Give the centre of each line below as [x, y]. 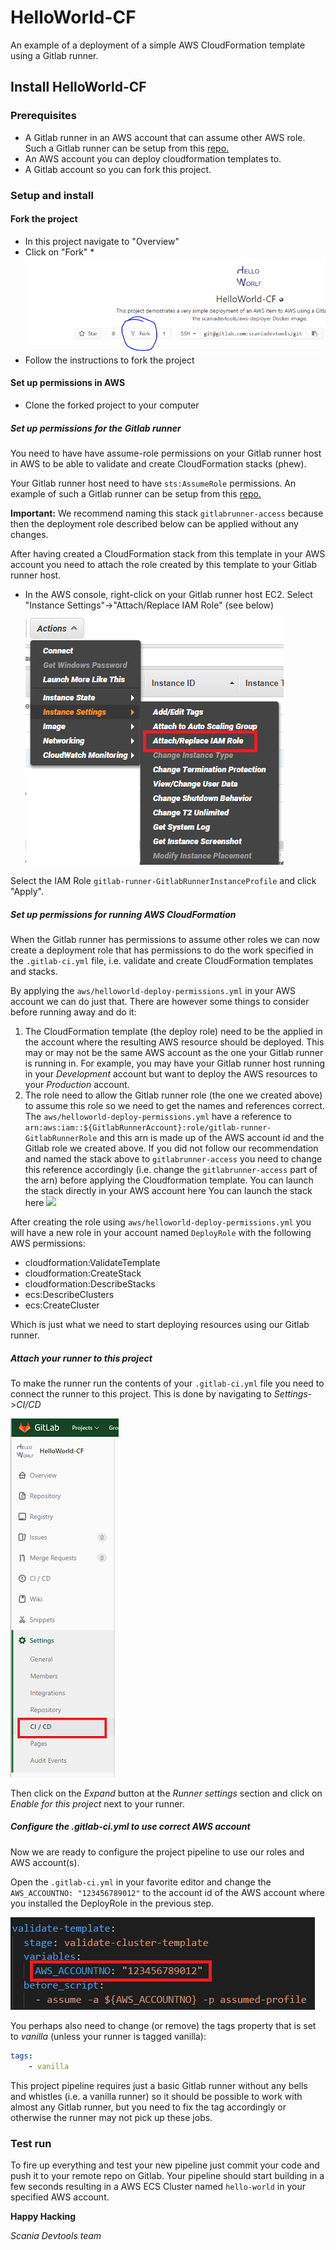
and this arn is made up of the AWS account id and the [212, 1137]
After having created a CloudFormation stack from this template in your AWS [168, 553]
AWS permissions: [48, 1243]
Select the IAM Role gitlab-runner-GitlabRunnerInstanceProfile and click [163, 880]
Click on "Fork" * [59, 252]
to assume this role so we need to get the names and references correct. [174, 1105]
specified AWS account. [60, 2197]
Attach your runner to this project [81, 1358]
